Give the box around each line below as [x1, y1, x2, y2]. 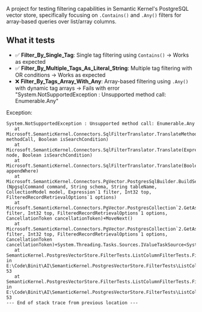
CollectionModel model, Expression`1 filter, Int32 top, [6, 189, 152, 195]
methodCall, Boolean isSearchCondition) [6, 136, 109, 142]
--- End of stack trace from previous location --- [6, 299, 138, 306]
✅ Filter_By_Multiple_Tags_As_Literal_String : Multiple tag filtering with [14, 64, 192, 72]
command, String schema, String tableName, [46, 184, 158, 190]
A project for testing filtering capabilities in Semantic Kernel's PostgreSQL [6, 5, 189, 12]
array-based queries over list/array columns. [6, 18, 117, 25]
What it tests [6, 36, 55, 46]
